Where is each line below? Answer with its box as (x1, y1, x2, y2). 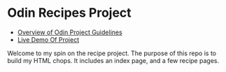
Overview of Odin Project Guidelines (17, 28, 122, 36)
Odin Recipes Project (7, 5, 132, 21)
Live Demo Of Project (17, 35, 79, 43)
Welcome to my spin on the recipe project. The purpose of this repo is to (7, 49, 217, 57)
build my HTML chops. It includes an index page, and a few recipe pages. (7, 56, 219, 64)
